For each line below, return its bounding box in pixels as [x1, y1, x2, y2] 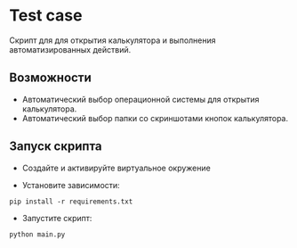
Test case [9, 5, 83, 26]
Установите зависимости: [21, 179, 120, 190]
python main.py [9, 229, 66, 239]
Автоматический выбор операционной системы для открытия [21, 94, 260, 104]
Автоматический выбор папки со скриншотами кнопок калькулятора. [21, 112, 289, 123]
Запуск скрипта [9, 139, 102, 154]
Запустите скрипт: [21, 212, 92, 223]
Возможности [9, 70, 92, 86]
